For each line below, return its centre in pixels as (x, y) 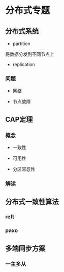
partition (21, 44)
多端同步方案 (25, 248)
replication (24, 64)
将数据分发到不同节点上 (30, 54)
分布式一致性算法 (32, 202)
